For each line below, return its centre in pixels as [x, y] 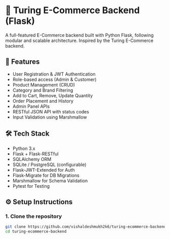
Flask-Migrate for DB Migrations [46, 175]
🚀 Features [23, 62]
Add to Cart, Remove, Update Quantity [53, 95]
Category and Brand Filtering [43, 90]
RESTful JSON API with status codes [51, 111]
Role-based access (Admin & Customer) [55, 79]
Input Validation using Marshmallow [50, 117]
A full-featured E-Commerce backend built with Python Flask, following [79, 35]
